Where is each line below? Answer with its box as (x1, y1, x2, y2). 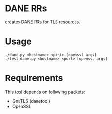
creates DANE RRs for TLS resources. (5, 19, 80, 25)
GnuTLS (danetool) (12, 98, 50, 104)
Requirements (5, 73, 63, 84)
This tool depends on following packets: (5, 89, 85, 95)
